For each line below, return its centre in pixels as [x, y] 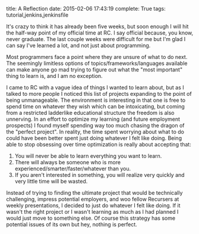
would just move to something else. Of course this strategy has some [91, 218]
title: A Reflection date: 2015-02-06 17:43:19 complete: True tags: [86, 9]
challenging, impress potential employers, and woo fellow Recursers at [93, 199]
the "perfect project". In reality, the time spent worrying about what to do [95, 132]
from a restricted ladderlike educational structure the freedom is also [90, 113]
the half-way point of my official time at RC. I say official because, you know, [100, 33]
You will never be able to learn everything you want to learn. [88, 156]
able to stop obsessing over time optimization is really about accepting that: [99, 144]
